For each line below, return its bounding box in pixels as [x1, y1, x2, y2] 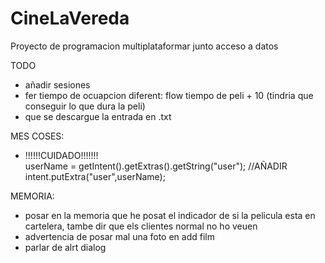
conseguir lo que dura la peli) [24, 100, 146, 112]
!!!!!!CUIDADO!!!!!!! [24, 149, 99, 161]
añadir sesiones [24, 78, 91, 91]
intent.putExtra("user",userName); [24, 170, 166, 182]
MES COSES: [10, 130, 65, 142]
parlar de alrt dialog [24, 241, 107, 253]
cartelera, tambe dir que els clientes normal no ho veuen [24, 220, 258, 232]
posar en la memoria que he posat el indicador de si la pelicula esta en [24, 209, 316, 221]
